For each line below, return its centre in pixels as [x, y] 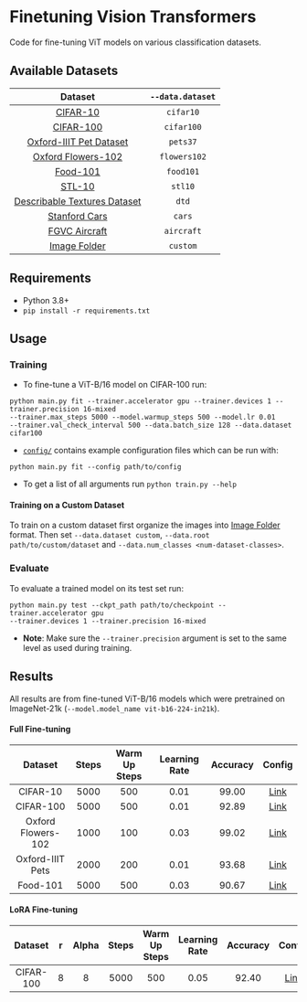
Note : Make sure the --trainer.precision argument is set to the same [155, 638]
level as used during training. [77, 647]
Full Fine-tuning [40, 730]
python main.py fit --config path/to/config [95, 467]
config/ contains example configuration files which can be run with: [150, 451]
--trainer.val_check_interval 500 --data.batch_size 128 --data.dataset [151, 426]
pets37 [183, 142]
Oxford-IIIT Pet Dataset [78, 142]
